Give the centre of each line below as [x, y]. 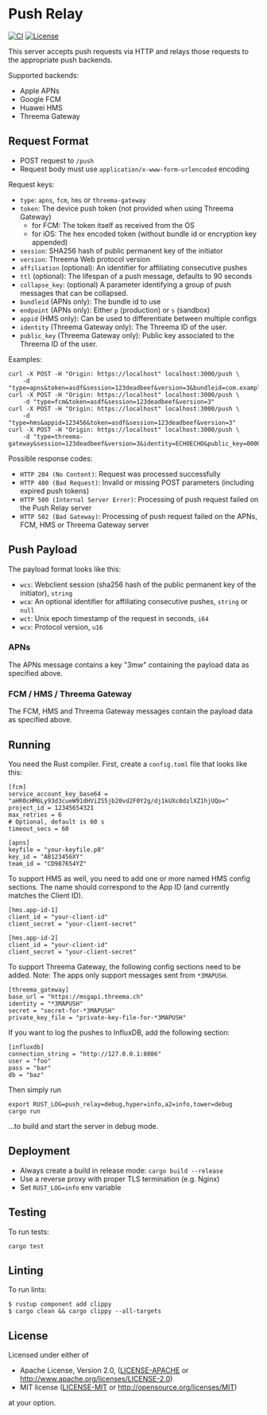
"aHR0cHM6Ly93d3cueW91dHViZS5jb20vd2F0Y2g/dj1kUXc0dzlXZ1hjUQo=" [118, 801]
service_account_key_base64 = [58, 794]
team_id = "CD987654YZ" [48, 863]
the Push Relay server [56, 508]
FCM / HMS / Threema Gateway [70, 694]
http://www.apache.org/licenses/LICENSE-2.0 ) [96, 1379]
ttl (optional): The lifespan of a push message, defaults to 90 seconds [136, 276]
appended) [50, 242]
